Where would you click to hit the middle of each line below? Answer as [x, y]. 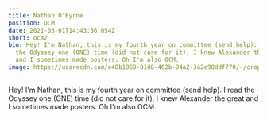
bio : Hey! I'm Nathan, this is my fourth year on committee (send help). [133, 45]
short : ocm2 [28, 38]
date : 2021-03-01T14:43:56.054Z [62, 30]
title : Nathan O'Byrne [46, 15]
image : [19, 67]
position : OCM [32, 23]
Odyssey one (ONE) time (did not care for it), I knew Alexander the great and [133, 98]
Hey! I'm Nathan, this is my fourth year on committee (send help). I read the [132, 90]
